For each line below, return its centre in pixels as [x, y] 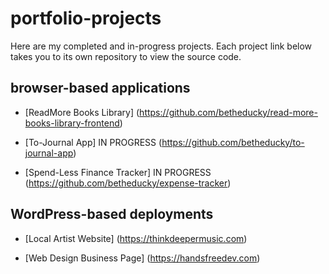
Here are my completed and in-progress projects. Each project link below [161, 46]
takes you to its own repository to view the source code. [126, 56]
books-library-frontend [72, 123]
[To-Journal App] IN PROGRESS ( [93, 142]
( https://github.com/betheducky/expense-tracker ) [128, 183]
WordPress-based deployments [112, 214]
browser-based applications [100, 88]
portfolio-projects [86, 18]
